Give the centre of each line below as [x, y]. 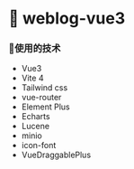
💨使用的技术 [35, 49]
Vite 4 [32, 78]
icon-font [39, 146]
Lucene [36, 127]
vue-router [41, 98]
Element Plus [45, 107]
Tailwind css [45, 88]
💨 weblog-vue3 [67, 19]
